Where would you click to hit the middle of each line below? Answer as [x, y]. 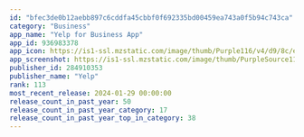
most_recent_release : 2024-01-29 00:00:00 [90, 93]
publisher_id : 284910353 [56, 68]
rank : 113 [28, 85]
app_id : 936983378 [44, 43]
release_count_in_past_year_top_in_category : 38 [103, 118]
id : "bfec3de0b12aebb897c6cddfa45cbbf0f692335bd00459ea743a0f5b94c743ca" [152, 18]
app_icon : [28, 51]
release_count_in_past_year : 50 [70, 101]
